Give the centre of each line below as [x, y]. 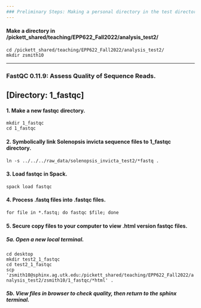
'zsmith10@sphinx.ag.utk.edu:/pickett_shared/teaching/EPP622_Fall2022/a [100, 275]
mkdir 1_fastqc [25, 123]
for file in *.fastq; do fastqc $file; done [63, 212]
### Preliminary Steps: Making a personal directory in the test [89, 12]
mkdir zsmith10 [25, 55]
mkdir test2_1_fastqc [33, 259]
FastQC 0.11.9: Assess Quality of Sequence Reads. [81, 76]
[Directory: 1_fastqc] [45, 96]
